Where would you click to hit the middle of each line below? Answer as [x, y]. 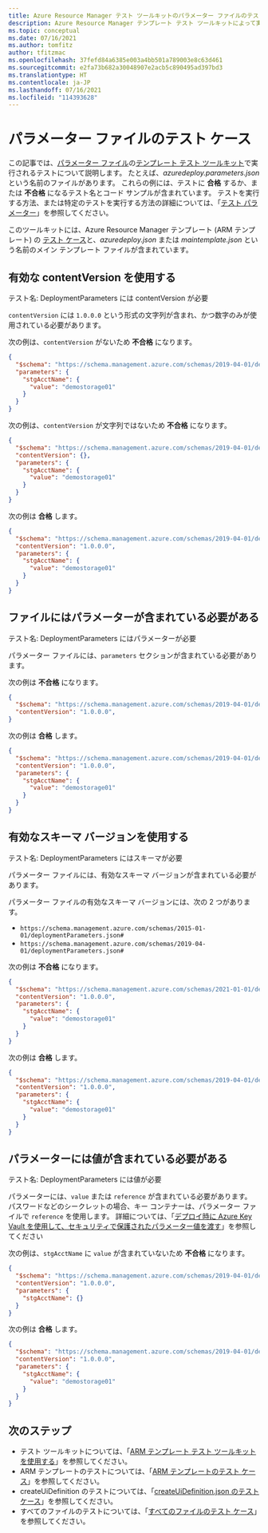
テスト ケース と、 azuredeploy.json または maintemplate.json [142, 240]
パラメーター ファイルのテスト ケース [130, 139]
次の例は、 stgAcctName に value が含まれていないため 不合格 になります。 [129, 1254]
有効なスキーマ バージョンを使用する [99, 837]
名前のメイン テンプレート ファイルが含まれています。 [104, 250]
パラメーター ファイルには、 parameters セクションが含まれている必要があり [133, 655]
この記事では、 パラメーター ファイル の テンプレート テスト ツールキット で [130, 163]
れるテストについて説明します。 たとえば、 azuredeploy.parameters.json [141, 173]
